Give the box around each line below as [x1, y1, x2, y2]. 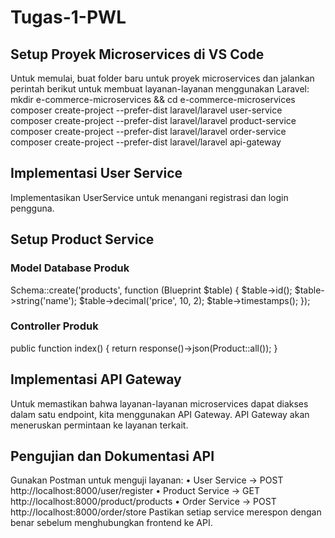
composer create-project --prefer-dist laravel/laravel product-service [10, 115, 297, 126]
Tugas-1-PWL [10, 6, 127, 29]
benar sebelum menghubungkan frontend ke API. [10, 517, 213, 529]
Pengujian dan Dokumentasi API [10, 448, 215, 465]
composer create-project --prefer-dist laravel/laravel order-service [10, 126, 287, 137]
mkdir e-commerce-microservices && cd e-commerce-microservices [10, 94, 296, 105]
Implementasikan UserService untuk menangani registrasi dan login [10, 191, 289, 203]
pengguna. [10, 202, 55, 214]
